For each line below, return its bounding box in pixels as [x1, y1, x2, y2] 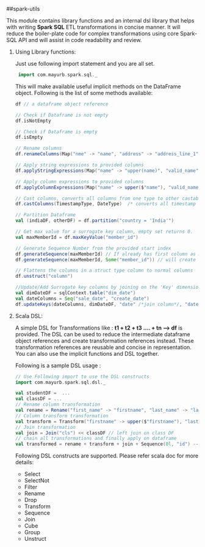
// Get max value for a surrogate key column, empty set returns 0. [15, 228, 193, 235]
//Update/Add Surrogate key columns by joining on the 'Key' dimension [15, 284, 201, 291]
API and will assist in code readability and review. [18, 37, 142, 43]
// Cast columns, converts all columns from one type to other [15, 195, 180, 202]
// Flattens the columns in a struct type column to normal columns [15, 267, 193, 273]
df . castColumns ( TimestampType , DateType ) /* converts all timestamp [15, 201, 196, 207]
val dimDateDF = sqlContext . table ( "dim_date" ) [15, 290, 136, 296]
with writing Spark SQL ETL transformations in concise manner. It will [6, 24, 181, 30]
